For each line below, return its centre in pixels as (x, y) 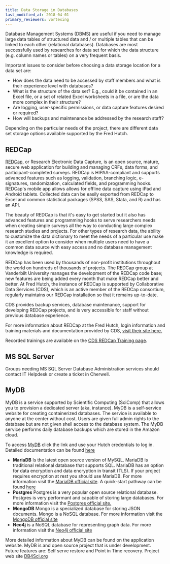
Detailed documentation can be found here (50, 450)
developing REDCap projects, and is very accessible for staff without (77, 310)
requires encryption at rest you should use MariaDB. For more (77, 476)
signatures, (17, 183)
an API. (13, 205)
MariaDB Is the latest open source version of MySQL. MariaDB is (80, 460)
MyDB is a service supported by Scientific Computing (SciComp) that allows (85, 402)
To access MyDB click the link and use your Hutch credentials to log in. (79, 445)
